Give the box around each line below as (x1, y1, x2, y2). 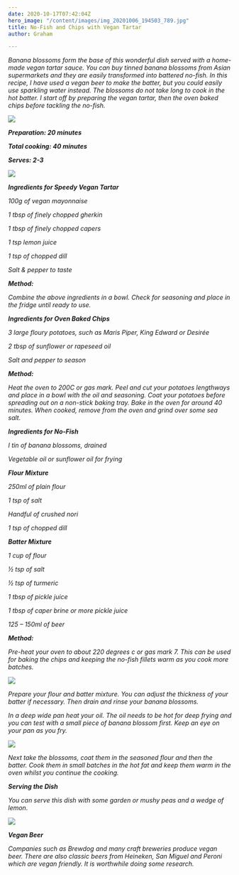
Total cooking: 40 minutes (8, 142, 88, 151)
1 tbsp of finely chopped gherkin (8, 210, 103, 219)
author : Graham (8, 30, 53, 38)
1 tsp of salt (8, 496, 42, 505)
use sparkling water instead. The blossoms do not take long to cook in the (8, 86, 226, 95)
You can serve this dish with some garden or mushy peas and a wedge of (8, 796, 224, 805)
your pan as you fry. (8, 726, 68, 735)
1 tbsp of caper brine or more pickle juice (8, 606, 128, 615)
